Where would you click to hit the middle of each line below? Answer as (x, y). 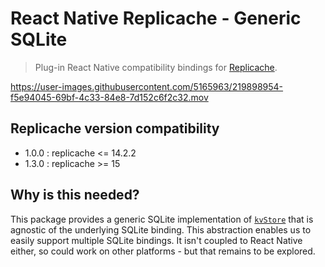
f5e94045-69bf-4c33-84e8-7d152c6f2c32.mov (109, 97)
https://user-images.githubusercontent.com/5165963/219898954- (147, 86)
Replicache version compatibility (115, 128)
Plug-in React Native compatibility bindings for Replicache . (156, 67)
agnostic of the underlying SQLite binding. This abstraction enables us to (161, 229)
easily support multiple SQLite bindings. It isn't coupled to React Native (156, 240)
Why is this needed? (75, 195)
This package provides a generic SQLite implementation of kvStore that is (162, 219)
